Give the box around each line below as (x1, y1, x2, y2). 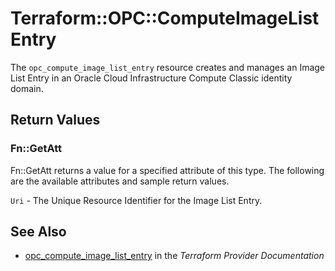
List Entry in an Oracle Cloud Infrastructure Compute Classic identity (10, 72, 293, 84)
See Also (10, 223, 67, 241)
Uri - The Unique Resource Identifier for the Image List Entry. (10, 194, 263, 206)
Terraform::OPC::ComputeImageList (10, 7, 320, 30)
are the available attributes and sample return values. (10, 175, 230, 187)
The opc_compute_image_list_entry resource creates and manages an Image (10, 61, 326, 73)
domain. (10, 82, 44, 94)
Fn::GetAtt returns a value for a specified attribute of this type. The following (10, 164, 325, 176)
